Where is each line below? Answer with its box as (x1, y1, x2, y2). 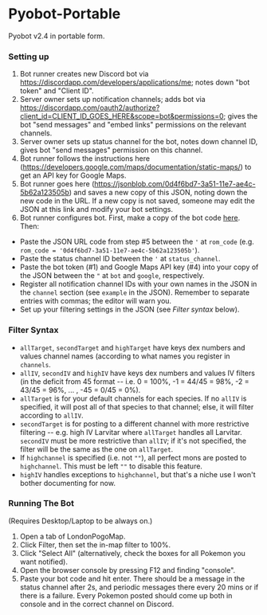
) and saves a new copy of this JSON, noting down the (69, 188, 248, 198)
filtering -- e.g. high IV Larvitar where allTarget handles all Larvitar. (19, 427, 243, 437)
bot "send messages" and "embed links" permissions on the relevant (19, 120, 247, 130)
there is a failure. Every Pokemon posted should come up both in (19, 590, 233, 600)
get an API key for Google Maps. (19, 170, 127, 180)
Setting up (8, 51, 49, 62)
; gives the (222, 112, 258, 121)
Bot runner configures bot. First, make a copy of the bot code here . (19, 213, 241, 223)
